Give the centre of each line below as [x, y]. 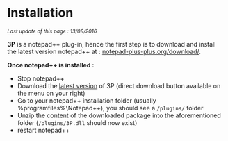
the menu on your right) [51, 93]
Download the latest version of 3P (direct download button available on [119, 85]
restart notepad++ [43, 130]
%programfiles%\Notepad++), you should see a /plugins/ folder [110, 108]
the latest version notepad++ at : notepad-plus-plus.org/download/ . [104, 51]
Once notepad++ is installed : [51, 65]
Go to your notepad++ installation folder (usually [87, 100]
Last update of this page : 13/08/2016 [52, 31]
